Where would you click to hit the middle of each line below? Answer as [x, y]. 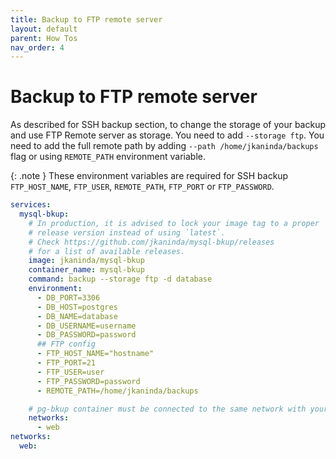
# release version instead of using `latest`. [127, 232]
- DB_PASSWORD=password [86, 335]
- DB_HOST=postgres [77, 307]
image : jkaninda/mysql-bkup [86, 261]
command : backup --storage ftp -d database [120, 279]
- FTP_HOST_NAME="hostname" [95, 354]
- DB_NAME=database [77, 316]
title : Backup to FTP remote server [86, 19]
